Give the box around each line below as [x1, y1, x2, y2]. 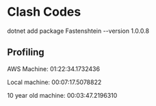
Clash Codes [7, 4, 81, 20]
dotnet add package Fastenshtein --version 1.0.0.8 [7, 27, 149, 35]
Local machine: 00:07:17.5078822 [7, 78, 102, 86]
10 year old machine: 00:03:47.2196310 [7, 91, 118, 99]
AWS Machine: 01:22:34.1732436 [7, 64, 101, 72]
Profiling [7, 47, 44, 58]
